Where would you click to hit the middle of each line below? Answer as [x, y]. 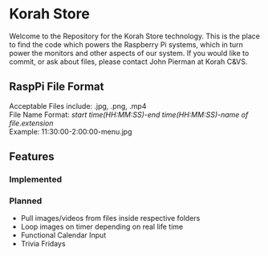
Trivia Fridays [43, 244]
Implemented [36, 179]
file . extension [32, 123]
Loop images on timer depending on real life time [102, 227]
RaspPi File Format [57, 87]
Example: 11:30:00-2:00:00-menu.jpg [71, 131]
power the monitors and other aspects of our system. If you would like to [129, 53]
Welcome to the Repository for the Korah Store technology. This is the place [134, 36]
